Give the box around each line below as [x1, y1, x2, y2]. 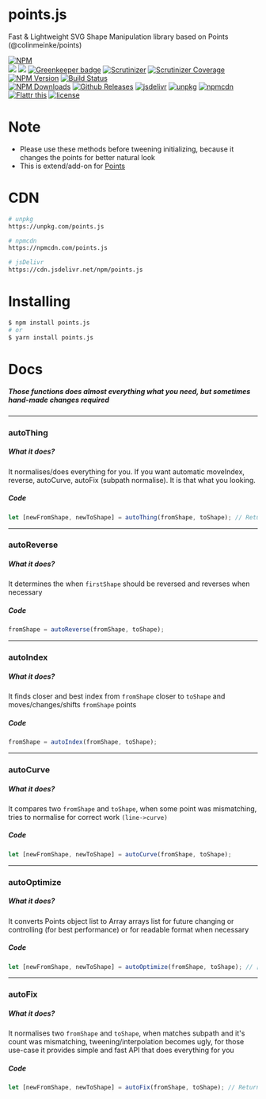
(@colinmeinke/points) [8, 40, 82, 49]
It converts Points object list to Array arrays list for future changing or [8, 916, 234, 925]
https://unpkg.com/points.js [8, 222, 104, 231]
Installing [8, 293, 71, 311]
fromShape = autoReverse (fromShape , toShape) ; [8, 626, 165, 634]
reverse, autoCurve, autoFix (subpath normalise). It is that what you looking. [8, 475, 256, 484]
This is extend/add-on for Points [19, 161, 125, 170]
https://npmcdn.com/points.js [8, 244, 108, 252]
